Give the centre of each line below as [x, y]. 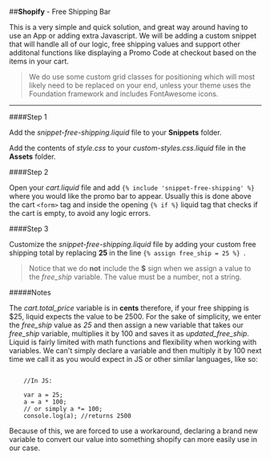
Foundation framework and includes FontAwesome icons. [123, 94]
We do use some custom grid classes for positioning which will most [142, 77]
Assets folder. [32, 156]
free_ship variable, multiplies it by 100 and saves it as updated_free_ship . [129, 333]
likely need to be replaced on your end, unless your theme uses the [140, 85]
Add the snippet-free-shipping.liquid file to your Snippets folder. [116, 132]
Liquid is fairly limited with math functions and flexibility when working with [133, 342]
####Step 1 [28, 117]
